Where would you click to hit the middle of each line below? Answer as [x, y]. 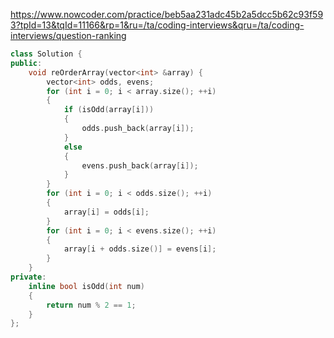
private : [28, 277]
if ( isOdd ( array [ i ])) [109, 110]
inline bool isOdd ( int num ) [86, 286]
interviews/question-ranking [68, 35]
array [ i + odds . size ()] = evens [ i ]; [140, 249]
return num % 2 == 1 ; [91, 305]
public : [26, 63]
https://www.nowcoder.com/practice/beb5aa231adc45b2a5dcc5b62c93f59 [167, 14]
